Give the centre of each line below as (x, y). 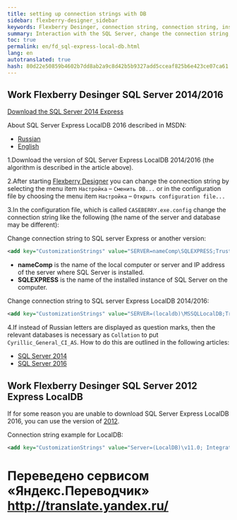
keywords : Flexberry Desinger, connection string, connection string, (113, 27)
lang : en (20, 54)
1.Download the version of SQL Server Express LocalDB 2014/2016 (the (111, 160)
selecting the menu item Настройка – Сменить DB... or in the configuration (114, 189)
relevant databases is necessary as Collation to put (83, 335)
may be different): (34, 225)
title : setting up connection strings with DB (77, 14)
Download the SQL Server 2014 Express (66, 112)
